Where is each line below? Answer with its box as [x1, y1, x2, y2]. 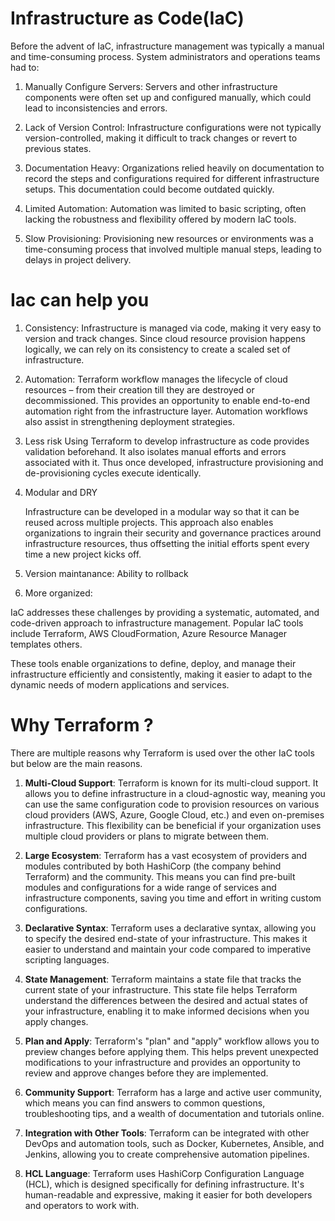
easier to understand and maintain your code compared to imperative [24, 943, 312, 955]
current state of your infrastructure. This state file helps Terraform [24, 983, 298, 996]
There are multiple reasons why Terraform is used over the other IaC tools [10, 747, 315, 759]
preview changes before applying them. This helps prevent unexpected [24, 1045, 319, 1057]
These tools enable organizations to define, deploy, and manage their [10, 657, 297, 669]
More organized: [24, 587, 93, 599]
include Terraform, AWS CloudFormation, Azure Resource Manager [10, 627, 288, 639]
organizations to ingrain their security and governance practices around [24, 527, 322, 539]
